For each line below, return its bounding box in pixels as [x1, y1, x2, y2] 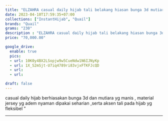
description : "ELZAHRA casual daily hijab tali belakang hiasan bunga [5, 30, 157, 35]
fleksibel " [5, 105, 26, 111]
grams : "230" [5, 26, 32, 31]
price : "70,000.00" [5, 35, 46, 40]
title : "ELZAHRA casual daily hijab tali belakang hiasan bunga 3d [5, 7, 149, 12]
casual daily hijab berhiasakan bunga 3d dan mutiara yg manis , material [5, 94, 154, 100]
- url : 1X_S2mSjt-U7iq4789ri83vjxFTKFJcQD [9, 63, 99, 68]
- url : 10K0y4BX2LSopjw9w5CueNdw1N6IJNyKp [9, 58, 99, 63]
